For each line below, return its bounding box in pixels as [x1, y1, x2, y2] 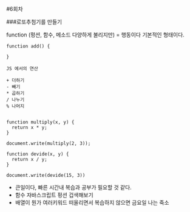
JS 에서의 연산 [6, 66, 38, 72]
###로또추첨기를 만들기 [6, 18, 63, 26]
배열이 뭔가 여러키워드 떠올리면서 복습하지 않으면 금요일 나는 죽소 [15, 199, 169, 206]
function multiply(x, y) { [6, 119, 75, 125]
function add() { [6, 43, 50, 49]
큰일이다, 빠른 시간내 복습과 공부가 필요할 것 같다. [15, 184, 132, 191]
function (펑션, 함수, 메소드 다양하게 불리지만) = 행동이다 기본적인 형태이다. [6, 31, 185, 38]
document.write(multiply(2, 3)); [6, 140, 91, 146]
